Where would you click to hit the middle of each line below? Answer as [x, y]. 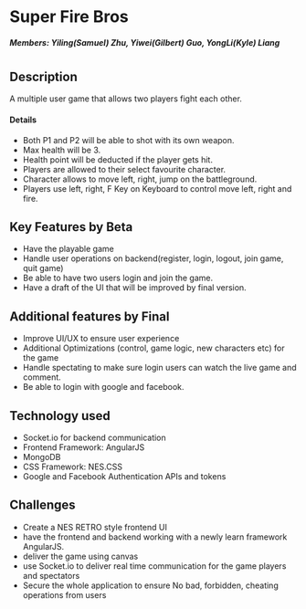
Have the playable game [68, 249]
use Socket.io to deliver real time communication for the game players [154, 566]
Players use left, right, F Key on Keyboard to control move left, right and [157, 188]
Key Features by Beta [71, 227]
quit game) [43, 268]
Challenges [42, 505]
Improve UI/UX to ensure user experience [101, 339]
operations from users [64, 594]
